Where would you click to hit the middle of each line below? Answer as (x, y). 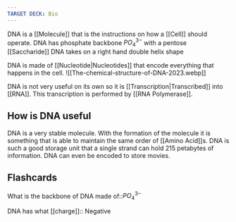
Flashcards (32, 178)
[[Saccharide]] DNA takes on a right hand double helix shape (96, 52)
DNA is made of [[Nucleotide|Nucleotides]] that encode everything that (111, 66)
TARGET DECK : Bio (33, 14)
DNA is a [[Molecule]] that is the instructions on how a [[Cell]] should (107, 34)
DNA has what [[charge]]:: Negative (59, 211)
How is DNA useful (49, 116)
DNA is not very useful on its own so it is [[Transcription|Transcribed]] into (115, 87)
